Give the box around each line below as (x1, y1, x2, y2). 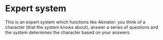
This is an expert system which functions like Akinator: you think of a (5, 19, 146, 25)
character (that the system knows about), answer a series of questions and (5, 24, 159, 30)
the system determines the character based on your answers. (5, 29, 131, 35)
